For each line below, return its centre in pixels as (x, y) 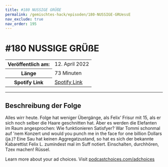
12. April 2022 (72, 64)
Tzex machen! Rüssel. (28, 149)
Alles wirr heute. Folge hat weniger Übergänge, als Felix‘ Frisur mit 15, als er (83, 117)
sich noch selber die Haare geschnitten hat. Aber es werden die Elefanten (81, 123)
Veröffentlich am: (29, 64)
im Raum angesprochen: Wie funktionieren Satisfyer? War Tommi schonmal (83, 128)
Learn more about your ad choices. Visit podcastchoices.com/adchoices (80, 159)
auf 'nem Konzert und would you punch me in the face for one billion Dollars (84, 133)
